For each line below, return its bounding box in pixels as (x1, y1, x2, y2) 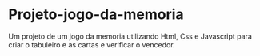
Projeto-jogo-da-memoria (8, 6, 184, 24)
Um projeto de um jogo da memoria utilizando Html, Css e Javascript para (8, 32, 252, 41)
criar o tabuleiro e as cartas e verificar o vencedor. (8, 39, 175, 49)
